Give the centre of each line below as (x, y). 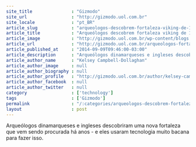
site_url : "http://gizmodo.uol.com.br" (77, 17)
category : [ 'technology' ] (60, 93)
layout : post (47, 109)
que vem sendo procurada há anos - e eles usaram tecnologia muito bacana (98, 132)
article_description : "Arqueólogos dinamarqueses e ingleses (90, 55)
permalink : (40, 104)
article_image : (40, 38)
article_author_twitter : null (47, 87)
